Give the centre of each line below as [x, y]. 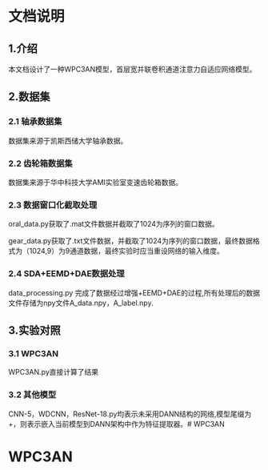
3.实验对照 [35, 330]
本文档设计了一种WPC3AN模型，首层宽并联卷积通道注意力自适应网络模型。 [132, 69]
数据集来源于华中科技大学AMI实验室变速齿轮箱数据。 [96, 182]
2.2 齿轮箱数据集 [41, 163]
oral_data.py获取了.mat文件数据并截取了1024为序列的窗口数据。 [114, 224]
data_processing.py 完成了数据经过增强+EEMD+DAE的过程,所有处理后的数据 [134, 292]
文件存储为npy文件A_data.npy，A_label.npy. [81, 303]
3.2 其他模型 [32, 395]
